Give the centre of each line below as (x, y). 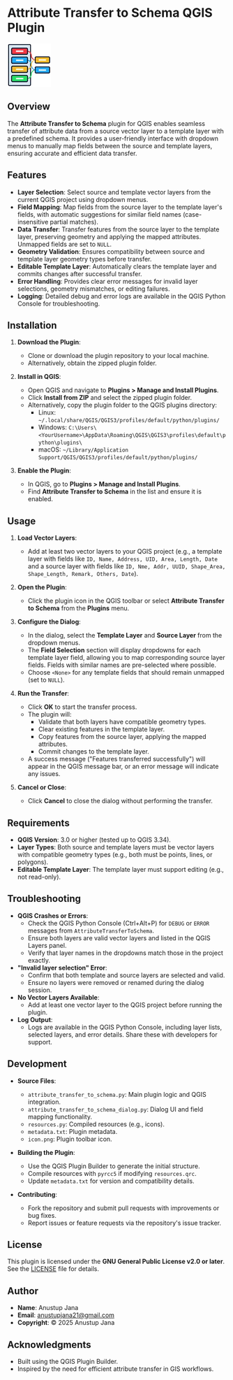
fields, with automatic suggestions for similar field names (99, 214)
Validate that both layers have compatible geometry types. (122, 722)
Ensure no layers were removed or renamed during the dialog (116, 982)
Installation (32, 325)
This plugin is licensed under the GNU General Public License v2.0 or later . (116, 1262)
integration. (44, 1102)
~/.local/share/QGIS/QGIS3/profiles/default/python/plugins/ (129, 421)
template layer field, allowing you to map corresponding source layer (126, 658)
